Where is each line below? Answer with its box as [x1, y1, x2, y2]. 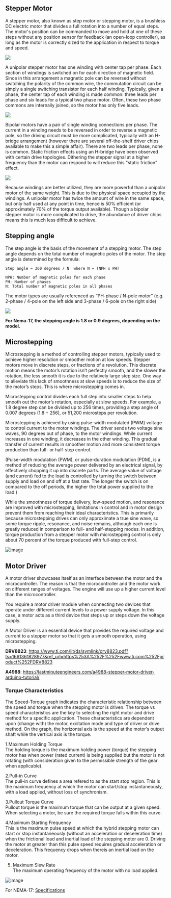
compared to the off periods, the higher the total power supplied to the [5, 484, 154, 490]
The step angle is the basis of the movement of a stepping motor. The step [5, 245, 162, 251]
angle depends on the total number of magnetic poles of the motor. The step [5, 250, 166, 256]
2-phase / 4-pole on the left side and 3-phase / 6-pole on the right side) [5, 298, 157, 304]
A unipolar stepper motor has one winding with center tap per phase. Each [5, 64, 161, 70]
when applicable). [5, 762, 43, 769]
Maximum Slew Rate [12, 862, 56, 868]
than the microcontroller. [5, 592, 57, 598]
